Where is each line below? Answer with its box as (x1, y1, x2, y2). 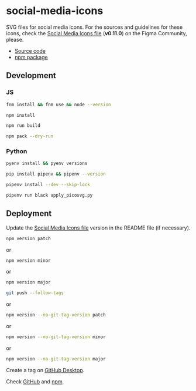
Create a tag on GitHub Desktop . (6, 366, 85, 373)
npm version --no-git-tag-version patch (6, 312, 106, 318)
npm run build (6, 123, 41, 129)
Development (6, 70, 57, 80)
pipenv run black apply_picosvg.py (6, 193, 93, 198)
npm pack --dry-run (6, 133, 54, 139)
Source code (14, 47, 46, 54)
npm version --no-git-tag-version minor (6, 334, 106, 340)
